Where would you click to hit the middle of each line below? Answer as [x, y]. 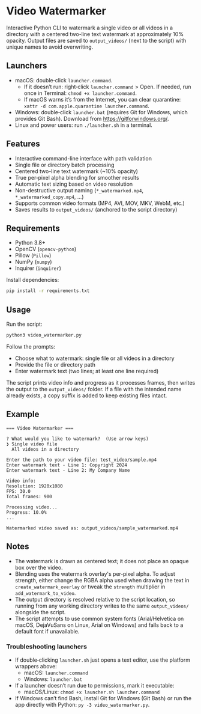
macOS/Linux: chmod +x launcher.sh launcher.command [92, 692]
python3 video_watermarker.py [44, 335]
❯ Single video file [32, 444]
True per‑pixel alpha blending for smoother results [77, 177]
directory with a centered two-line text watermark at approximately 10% [95, 34]
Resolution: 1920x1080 [34, 486]
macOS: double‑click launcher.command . [64, 80]
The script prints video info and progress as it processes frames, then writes [101, 382]
